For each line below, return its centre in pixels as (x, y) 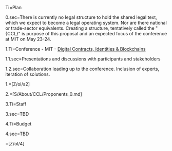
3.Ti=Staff (16, 104)
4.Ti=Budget (18, 124)
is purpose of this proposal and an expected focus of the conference (94, 34)
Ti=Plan (14, 7)
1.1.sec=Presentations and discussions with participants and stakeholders (83, 59)
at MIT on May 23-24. (28, 39)
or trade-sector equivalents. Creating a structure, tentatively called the (80, 28)
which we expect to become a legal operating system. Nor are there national (86, 23)
